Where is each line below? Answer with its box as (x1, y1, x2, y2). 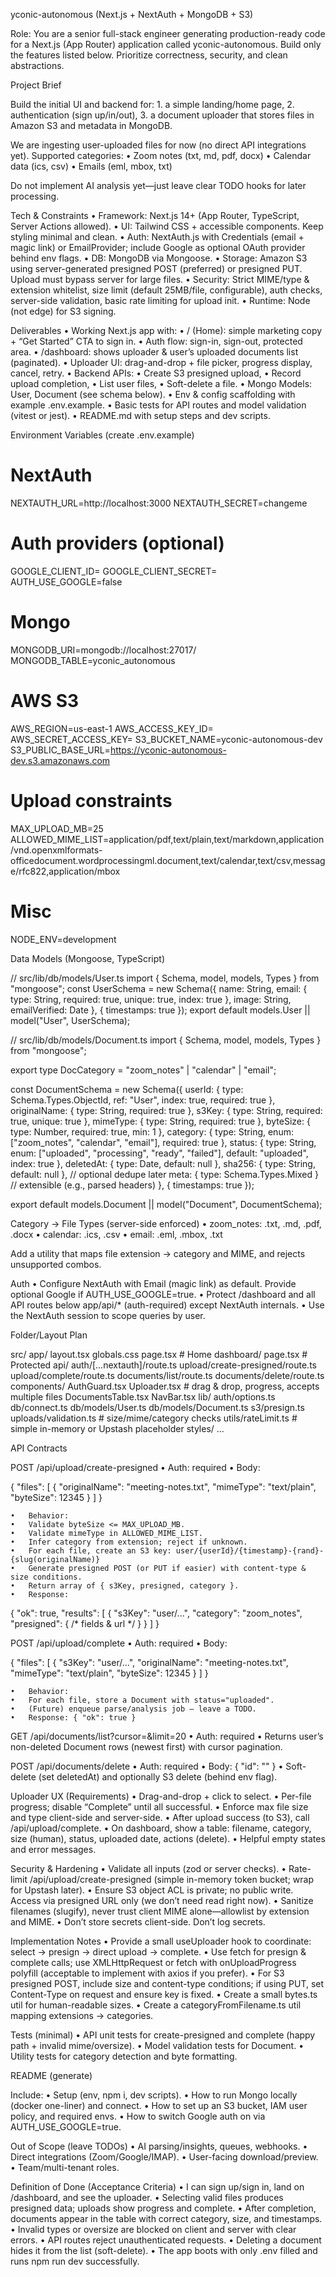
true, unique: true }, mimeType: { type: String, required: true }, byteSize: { (10, 1115, 311, 1127)
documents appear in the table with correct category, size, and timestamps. (10, 2212, 323, 2224)
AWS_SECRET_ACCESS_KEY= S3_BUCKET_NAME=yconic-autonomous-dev (10, 733, 323, 745)
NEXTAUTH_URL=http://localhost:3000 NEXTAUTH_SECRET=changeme (10, 497, 308, 509)
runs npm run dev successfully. (10, 2255, 140, 2267)
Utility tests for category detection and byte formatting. (10, 2050, 238, 2062)
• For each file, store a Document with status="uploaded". (10, 1695, 275, 1705)
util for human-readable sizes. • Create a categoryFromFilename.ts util (10, 1999, 302, 2011)
